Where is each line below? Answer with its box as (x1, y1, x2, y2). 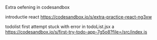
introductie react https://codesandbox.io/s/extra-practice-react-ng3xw (5, 14, 152, 19)
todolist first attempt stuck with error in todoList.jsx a (5, 23, 114, 29)
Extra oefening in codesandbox (5, 4, 70, 10)
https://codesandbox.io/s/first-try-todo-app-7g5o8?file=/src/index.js (5, 29, 147, 34)
